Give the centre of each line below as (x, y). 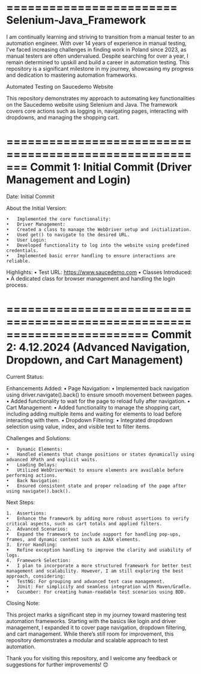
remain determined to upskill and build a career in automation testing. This (98, 62)
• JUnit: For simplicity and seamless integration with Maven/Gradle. (99, 586)
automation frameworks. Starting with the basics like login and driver (91, 621)
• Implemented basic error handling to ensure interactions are (91, 255)
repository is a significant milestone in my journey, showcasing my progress (100, 68)
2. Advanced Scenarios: (37, 529)
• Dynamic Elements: (34, 449)
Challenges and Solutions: (38, 438)
